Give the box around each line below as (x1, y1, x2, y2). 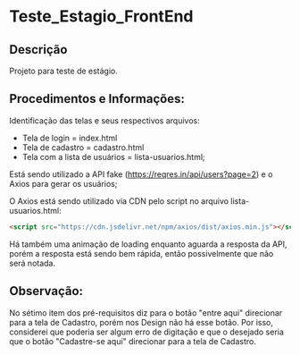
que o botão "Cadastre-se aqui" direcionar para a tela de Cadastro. (9, 335, 256, 346)
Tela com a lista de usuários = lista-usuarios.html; (21, 151, 205, 162)
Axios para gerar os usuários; (9, 178, 118, 189)
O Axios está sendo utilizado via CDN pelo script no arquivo (9, 195, 229, 207)
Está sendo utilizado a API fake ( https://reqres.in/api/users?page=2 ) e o (9, 168, 273, 180)
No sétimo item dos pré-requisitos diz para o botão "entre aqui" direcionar (9, 307, 283, 318)
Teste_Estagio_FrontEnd (9, 6, 194, 27)
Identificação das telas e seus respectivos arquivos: (9, 114, 200, 126)
